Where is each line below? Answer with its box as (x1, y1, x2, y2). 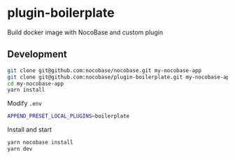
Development (7, 48, 68, 60)
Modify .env (7, 99, 42, 108)
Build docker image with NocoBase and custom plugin (7, 28, 163, 36)
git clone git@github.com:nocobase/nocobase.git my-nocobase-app (7, 67, 201, 74)
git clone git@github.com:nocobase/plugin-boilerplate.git (7, 74, 183, 81)
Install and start (7, 125, 52, 134)
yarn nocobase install (7, 139, 73, 146)
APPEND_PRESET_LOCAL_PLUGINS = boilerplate (7, 113, 130, 120)
